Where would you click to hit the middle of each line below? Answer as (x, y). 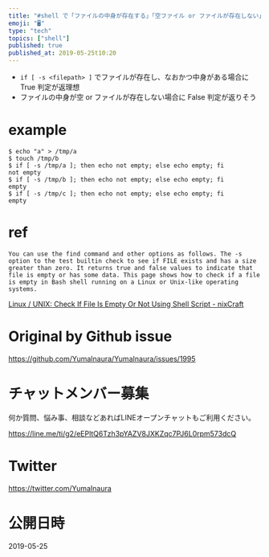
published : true (35, 46)
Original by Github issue (90, 336)
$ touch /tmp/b (34, 158)
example (38, 130)
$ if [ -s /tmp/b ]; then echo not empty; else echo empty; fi (116, 179)
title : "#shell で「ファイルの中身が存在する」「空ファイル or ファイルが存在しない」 (137, 16)
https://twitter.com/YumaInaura (60, 488)
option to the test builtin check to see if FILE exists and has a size (132, 261)
